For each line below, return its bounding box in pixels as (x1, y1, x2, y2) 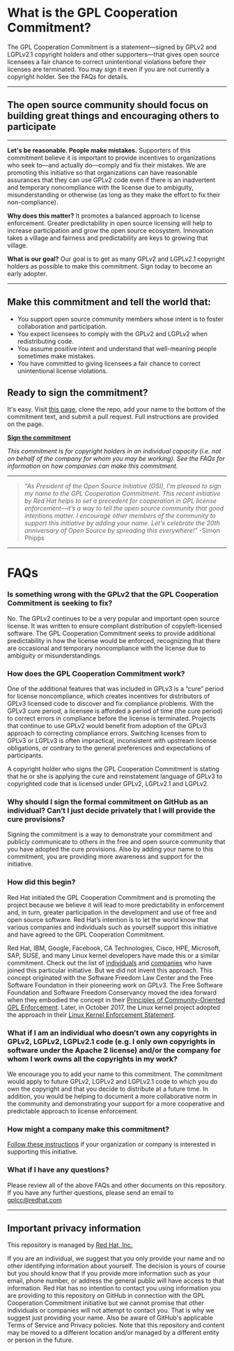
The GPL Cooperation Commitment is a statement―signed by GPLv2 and (7, 43, 217, 51)
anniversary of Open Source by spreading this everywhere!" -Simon (24, 527, 221, 535)
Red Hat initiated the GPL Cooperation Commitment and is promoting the (7, 893, 216, 901)
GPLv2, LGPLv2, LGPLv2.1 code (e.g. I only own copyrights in (7, 1036, 216, 1046)
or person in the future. (7, 1336, 74, 1344)
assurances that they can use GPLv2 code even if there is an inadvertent (7, 176, 216, 184)
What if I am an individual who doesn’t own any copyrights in (7, 1027, 217, 1037)
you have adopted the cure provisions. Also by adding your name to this (7, 845, 214, 854)
